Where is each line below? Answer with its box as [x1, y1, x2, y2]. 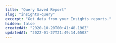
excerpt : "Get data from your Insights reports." [5, 16, 112, 21]
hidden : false [5, 21, 35, 26]
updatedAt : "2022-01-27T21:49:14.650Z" [5, 30, 89, 35]
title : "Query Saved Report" [5, 7, 67, 12]
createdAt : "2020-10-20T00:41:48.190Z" [5, 26, 89, 31]
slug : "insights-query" [5, 12, 55, 17]
